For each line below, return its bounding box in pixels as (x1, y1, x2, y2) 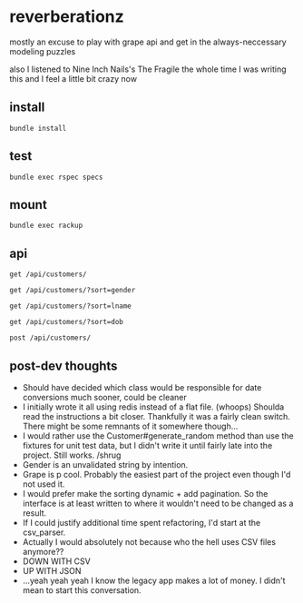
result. (22, 508, 47, 519)
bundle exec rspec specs (9, 173, 103, 182)
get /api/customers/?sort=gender (9, 286, 136, 295)
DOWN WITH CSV (22, 556, 91, 567)
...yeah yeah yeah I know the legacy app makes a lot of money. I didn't (22, 575, 286, 586)
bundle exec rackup (9, 221, 83, 231)
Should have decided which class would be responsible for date (22, 382, 262, 392)
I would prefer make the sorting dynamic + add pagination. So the (22, 489, 269, 499)
